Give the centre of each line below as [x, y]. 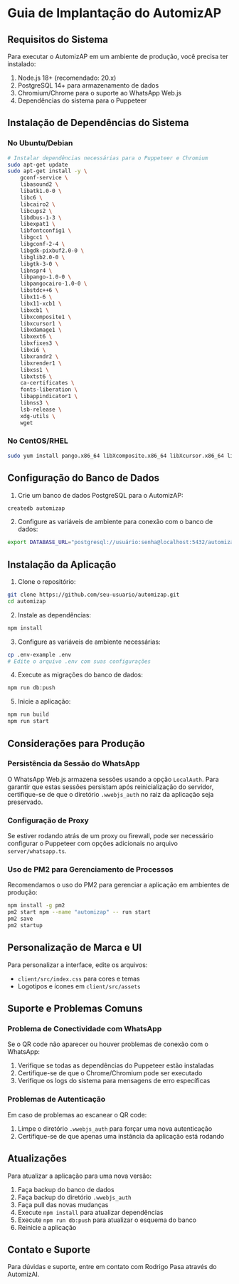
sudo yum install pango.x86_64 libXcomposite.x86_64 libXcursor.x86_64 [116, 456]
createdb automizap [36, 508]
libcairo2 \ [38, 204]
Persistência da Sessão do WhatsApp [74, 763]
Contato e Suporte [49, 1249]
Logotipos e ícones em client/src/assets [79, 986]
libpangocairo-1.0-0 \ [54, 284]
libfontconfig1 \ [46, 231]
